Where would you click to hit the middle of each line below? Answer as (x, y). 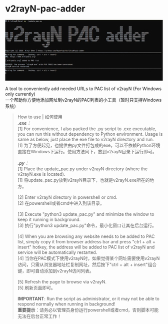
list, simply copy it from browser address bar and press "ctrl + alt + (86, 242)
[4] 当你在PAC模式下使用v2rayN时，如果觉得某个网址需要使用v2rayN (88, 258)
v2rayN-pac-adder (45, 9)
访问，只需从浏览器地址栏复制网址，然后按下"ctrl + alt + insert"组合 (87, 265)
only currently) (20, 94)
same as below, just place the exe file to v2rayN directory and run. (85, 139)
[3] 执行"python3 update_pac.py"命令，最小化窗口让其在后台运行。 (87, 225)
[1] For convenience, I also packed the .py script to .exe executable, (87, 129)
